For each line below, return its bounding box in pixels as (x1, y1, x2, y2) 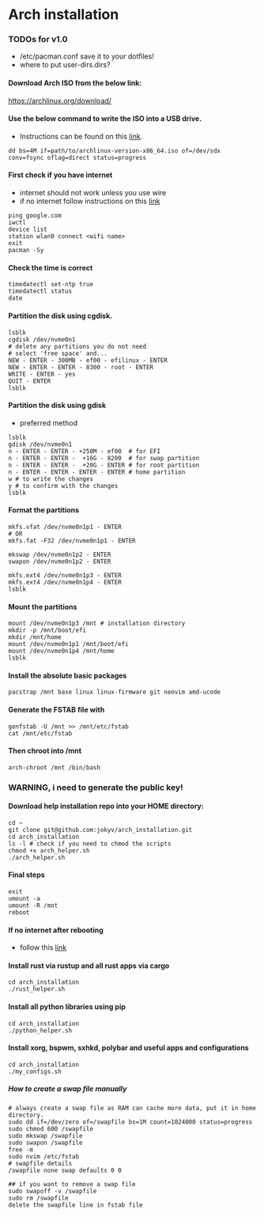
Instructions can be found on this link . (19, 131, 143, 141)
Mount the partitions (8, 602, 77, 611)
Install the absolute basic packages (8, 671, 127, 680)
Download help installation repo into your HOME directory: (8, 801, 204, 811)
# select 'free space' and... (8, 350, 108, 357)
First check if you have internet (8, 170, 113, 180)
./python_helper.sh (8, 1026, 73, 1034)
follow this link (19, 943, 67, 952)
